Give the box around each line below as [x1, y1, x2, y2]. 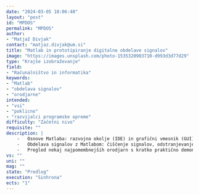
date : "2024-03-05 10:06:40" [6, 8, 78, 15]
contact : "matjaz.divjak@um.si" [6, 42, 86, 48]
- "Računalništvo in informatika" [6, 70, 92, 76]
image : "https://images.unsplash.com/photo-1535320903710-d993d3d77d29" [6, 53, 190, 59]
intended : [6, 97, 31, 103]
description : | [6, 130, 44, 137]
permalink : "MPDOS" [6, 25, 54, 32]
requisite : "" [6, 125, 41, 131]
